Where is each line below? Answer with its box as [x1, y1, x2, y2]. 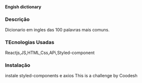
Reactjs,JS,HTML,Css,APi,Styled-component [5, 50, 95, 55]
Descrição [5, 16, 30, 23]
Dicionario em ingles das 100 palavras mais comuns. [5, 27, 110, 32]
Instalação [5, 62, 31, 69]
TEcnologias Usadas [5, 39, 55, 45]
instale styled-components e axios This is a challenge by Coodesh [5, 73, 138, 79]
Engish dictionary [5, 4, 42, 10]
